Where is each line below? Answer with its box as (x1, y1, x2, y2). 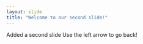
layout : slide (6, 8, 43, 15)
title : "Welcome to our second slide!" (6, 14, 108, 20)
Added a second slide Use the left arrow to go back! (6, 31, 137, 38)
